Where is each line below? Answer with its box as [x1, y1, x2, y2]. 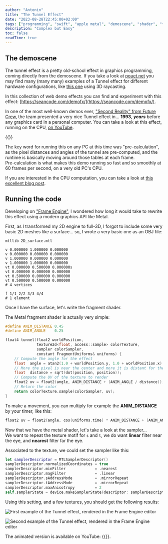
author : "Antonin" [5, 7, 43, 13]
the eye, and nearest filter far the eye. [5, 437, 83, 443]
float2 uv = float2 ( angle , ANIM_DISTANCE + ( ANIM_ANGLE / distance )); [14, 380, 164, 385]
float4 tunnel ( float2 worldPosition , [5, 337, 84, 342]
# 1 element [5, 295, 30, 301]
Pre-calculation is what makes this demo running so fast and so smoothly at [5, 159, 161, 166]
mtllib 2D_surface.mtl [5, 238, 52, 243]
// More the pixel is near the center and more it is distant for [14, 366, 155, 371]
